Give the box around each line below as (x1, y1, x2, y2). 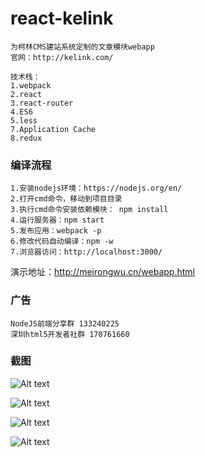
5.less (10, 115, 38, 126)
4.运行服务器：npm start (10, 215, 105, 226)
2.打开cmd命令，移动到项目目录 (10, 194, 123, 204)
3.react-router (10, 98, 74, 108)
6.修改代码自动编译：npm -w (10, 237, 114, 247)
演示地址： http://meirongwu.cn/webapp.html (10, 266, 195, 278)
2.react (10, 89, 43, 99)
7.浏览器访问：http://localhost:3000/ (10, 247, 163, 257)
